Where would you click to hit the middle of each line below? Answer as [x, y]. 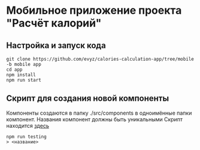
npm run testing [26, 136]
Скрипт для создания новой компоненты [88, 99]
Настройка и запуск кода [56, 45]
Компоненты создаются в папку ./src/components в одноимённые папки [99, 113]
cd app [14, 70]
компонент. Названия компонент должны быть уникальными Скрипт [95, 119]
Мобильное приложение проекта [94, 10]
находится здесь [28, 125]
